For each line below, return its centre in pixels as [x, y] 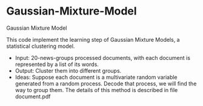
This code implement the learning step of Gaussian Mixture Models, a [93, 39]
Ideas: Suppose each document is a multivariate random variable [96, 77]
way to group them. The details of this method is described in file [96, 90]
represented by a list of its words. [57, 64]
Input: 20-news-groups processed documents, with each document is [103, 58]
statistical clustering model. [41, 46]
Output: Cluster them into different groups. [68, 70]
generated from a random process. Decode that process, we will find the [106, 84]
